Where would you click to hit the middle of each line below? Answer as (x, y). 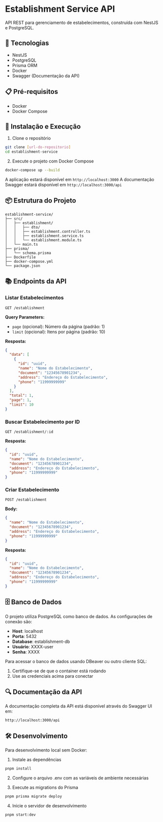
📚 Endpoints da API (36, 282)
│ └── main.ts (21, 244)
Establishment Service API (60, 9)
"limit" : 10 (22, 405)
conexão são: (19, 621)
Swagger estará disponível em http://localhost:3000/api (63, 185)
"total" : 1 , (22, 396)
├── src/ (14, 219)
